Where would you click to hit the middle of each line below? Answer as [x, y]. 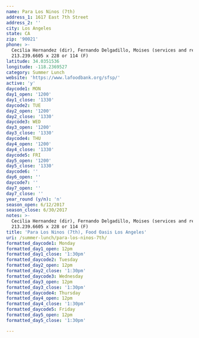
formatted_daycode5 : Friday [41, 310]
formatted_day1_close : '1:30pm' [46, 254]
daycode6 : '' [22, 172]
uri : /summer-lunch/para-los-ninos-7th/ [57, 238]
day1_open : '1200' [29, 94]
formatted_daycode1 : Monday [41, 243]
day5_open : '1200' [29, 161]
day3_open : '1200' [29, 127]
